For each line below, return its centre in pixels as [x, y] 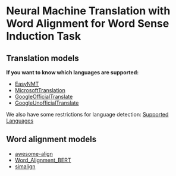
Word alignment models [51, 139]
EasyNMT [27, 84]
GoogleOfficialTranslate [44, 97]
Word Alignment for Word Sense [88, 23]
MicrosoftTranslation [40, 90]
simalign [25, 166]
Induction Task [44, 36]
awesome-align [34, 153]
